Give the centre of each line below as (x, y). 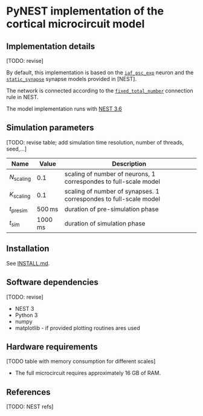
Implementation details (51, 46)
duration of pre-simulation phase (111, 209)
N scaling (20, 178)
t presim (18, 209)
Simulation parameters (50, 128)
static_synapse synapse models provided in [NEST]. (72, 79)
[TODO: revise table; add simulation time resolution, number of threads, (95, 142)
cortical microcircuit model (76, 24)
